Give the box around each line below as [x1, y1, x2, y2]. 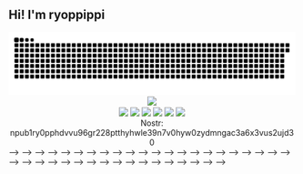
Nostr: [139, 118, 165, 128]
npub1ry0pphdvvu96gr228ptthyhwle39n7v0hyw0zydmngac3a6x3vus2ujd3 [9, 127, 295, 138]
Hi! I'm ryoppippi [8, 7, 106, 23]
